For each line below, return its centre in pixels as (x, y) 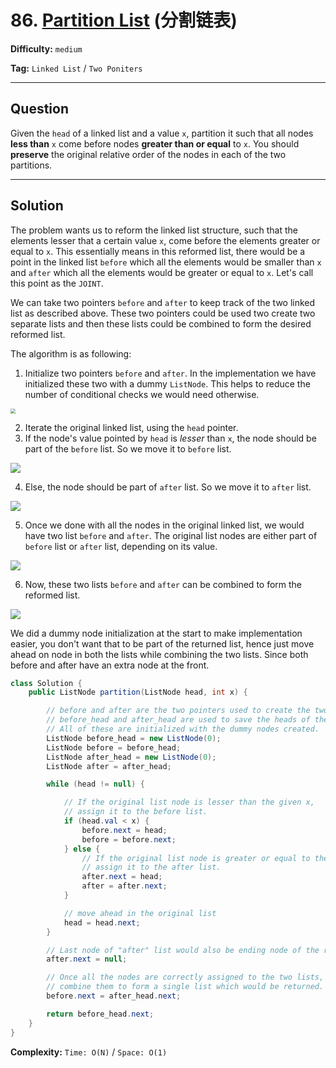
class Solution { (46, 683)
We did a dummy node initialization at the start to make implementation (156, 633)
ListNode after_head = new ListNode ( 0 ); (131, 757)
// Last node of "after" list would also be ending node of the (183, 950)
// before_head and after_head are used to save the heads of (178, 720)
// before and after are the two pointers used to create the (178, 711)
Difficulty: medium (46, 48)
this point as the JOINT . (57, 283)
